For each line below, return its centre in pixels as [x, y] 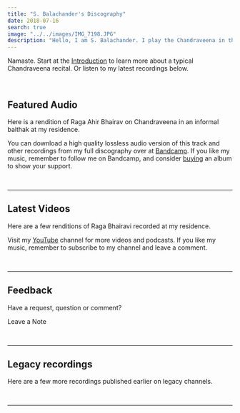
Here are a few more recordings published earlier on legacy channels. [110, 382]
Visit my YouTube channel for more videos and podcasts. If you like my [112, 240]
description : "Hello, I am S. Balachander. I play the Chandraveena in [116, 41]
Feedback [30, 291]
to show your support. [40, 165]
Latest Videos [39, 209]
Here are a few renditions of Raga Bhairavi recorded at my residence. [109, 226]
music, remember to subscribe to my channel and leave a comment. [107, 248]
